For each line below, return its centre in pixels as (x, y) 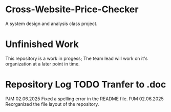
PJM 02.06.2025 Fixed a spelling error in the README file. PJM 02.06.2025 (84, 99)
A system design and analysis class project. (51, 24)
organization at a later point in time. (43, 64)
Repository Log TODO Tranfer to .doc (86, 85)
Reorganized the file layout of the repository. (52, 104)
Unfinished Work (42, 44)
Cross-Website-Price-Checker (72, 9)
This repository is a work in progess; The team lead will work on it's (77, 58)
